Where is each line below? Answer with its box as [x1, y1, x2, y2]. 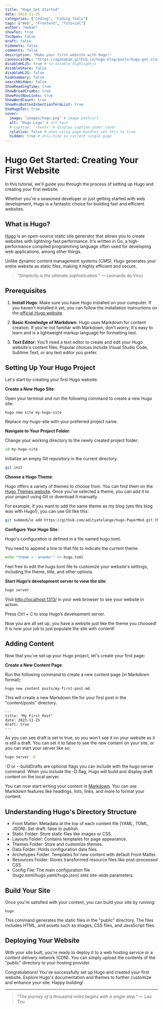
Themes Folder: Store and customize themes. [12, 841, 103, 847]
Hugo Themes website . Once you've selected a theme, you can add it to [5, 488, 149, 494]
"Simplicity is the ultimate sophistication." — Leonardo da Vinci [16, 272, 143, 278]
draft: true [5, 722, 29, 727]
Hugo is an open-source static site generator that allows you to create [5, 233, 145, 239]
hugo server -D [5, 755, 36, 759]
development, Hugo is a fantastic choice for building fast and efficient [5, 201, 145, 207]
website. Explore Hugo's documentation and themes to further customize [5, 974, 152, 980]
